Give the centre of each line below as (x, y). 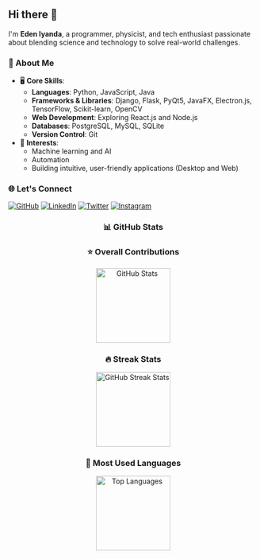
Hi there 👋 (33, 15)
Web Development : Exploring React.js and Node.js (115, 118)
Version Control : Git (65, 134)
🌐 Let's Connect (40, 189)
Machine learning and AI (71, 151)
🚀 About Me (31, 63)
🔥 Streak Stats (133, 359)
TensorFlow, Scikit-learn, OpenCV (87, 109)
